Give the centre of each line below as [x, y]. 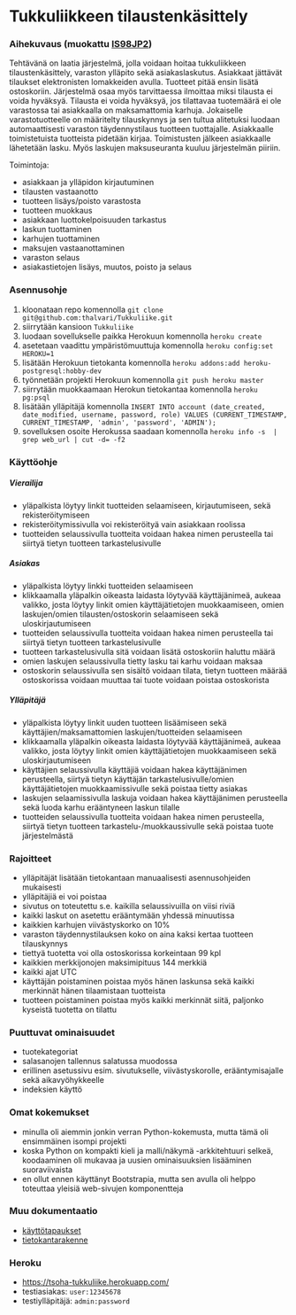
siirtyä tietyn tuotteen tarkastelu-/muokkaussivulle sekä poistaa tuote [148, 826]
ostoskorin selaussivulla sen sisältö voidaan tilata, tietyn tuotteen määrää [155, 670]
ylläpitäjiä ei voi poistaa [65, 896]
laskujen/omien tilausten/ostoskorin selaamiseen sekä [120, 614]
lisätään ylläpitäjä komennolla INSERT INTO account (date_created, [144, 406]
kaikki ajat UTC [49, 971]
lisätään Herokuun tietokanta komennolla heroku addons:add [131, 362]
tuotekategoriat [50, 1052]
